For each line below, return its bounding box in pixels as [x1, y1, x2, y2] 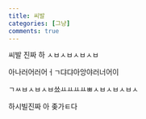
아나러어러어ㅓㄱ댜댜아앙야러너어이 [8, 67, 119, 77]
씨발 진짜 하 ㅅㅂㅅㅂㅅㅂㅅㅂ [8, 50, 99, 60]
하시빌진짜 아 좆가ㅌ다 [8, 102, 78, 112]
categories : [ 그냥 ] [8, 19, 71, 28]
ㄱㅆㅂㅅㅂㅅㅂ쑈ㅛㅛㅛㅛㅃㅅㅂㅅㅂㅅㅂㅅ [8, 84, 139, 94]
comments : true [8, 27, 60, 35]
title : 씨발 [8, 11, 46, 20]
